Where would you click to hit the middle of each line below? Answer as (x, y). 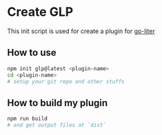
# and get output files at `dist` (57, 125)
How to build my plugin (58, 103)
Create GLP (40, 12)
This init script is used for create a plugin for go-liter (81, 31)
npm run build (28, 119)
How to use (32, 53)
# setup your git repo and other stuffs (66, 81)
